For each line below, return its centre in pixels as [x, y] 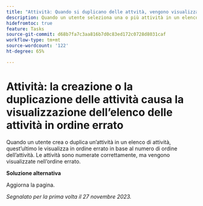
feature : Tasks [25, 29]
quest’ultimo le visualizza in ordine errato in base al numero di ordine [92, 148]
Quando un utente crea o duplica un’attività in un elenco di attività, [89, 142]
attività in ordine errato [65, 125]
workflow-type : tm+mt [34, 40]
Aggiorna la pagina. [31, 185]
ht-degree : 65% [25, 51]
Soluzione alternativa [34, 173]
